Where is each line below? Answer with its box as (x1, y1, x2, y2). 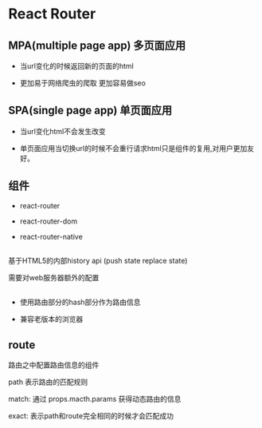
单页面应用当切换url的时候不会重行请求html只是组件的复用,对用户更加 (19, 143, 248, 153)
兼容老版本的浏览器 (19, 315, 84, 324)
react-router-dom (19, 216, 78, 226)
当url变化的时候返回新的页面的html (19, 61, 134, 70)
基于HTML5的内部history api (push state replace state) (8, 256, 188, 266)
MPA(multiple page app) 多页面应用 (8, 38, 186, 52)
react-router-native (19, 232, 84, 241)
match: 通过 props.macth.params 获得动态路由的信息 (8, 394, 182, 404)
